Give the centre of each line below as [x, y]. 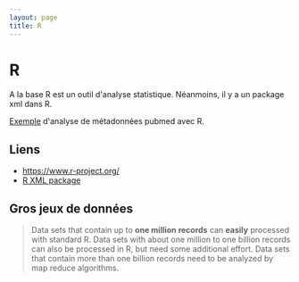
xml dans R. [31, 104]
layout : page [33, 17]
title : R [25, 26]
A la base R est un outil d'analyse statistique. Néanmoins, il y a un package [147, 95]
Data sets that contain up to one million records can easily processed [160, 230]
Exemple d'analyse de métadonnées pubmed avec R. [107, 121]
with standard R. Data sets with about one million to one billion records [161, 240]
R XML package [51, 180]
